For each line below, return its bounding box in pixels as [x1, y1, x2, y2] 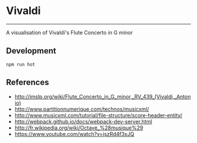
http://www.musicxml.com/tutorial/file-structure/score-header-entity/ [14, 111, 183, 118]
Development [6, 46, 57, 56]
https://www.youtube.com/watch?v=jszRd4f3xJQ [14, 130, 135, 137]
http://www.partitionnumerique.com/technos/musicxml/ [14, 105, 150, 113]
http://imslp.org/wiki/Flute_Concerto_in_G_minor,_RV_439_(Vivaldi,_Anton [14, 93, 191, 100]
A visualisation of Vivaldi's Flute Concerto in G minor [6, 29, 133, 36]
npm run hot [6, 62, 35, 67]
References [6, 77, 49, 87]
